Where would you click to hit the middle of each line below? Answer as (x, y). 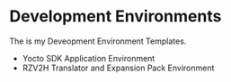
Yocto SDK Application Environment (89, 58)
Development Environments (115, 16)
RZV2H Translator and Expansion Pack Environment (118, 68)
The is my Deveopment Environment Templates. (98, 41)
